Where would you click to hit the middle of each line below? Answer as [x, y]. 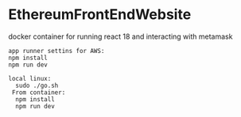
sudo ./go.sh [37, 85]
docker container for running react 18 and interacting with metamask [120, 36]
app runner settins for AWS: [56, 51]
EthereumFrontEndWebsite [100, 15]
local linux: [30, 78]
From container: [39, 92]
